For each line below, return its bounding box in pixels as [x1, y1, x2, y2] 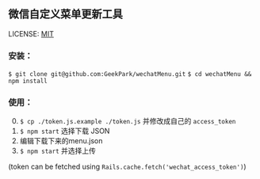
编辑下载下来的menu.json [19, 136, 103, 146]
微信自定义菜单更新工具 [8, 7, 123, 21]
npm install [8, 78, 48, 86]
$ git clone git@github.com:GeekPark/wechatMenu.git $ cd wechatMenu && [8, 70, 252, 78]
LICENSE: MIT [8, 29, 54, 38]
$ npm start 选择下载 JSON [19, 126, 110, 136]
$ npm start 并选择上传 [19, 146, 97, 156]
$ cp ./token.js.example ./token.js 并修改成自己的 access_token [19, 116, 236, 126]
